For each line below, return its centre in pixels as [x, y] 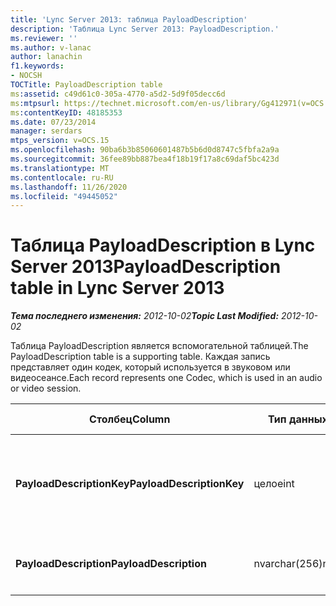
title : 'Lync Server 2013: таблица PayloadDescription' [129, 19]
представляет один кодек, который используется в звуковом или [150, 367]
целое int [274, 484]
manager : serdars [46, 131]
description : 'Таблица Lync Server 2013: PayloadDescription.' [145, 29]
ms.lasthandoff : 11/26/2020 [69, 187]
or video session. [46, 388]
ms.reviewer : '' [44, 38]
